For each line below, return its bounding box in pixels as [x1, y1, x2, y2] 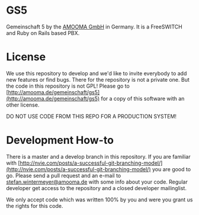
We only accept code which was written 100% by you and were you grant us [6, 196, 193, 203]
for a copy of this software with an [101, 95, 185, 102]
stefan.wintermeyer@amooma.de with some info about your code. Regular [6, 178, 188, 185]
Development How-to [6, 134, 114, 147]
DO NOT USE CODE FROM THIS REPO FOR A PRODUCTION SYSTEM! [6, 113, 176, 120]
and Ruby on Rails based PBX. [6, 29, 80, 36]
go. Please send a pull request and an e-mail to [6, 172, 121, 179]
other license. [6, 101, 40, 108]
